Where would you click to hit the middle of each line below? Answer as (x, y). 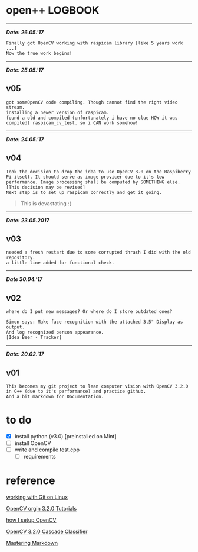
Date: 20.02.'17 (25, 354)
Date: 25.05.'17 (25, 70)
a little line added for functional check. (60, 263)
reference (31, 481)
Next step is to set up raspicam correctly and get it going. (84, 192)
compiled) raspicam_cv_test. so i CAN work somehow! (72, 123)
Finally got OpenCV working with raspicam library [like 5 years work (95, 43)
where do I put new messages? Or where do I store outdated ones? (89, 312)
